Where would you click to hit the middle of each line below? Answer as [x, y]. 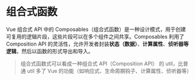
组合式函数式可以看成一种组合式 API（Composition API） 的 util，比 [102, 63]
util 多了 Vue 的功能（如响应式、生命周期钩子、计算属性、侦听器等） [110, 71]
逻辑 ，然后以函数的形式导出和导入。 [50, 51]
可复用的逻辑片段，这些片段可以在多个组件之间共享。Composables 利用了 [95, 36]
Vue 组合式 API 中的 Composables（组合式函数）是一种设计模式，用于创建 [96, 29]
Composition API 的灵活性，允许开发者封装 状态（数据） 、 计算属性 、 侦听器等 [97, 44]
